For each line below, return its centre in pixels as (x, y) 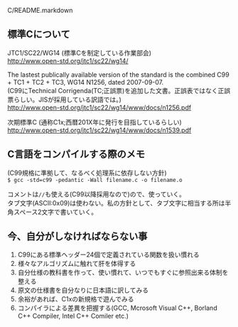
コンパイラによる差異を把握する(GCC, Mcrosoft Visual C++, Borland (118, 308)
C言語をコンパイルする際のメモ (76, 155)
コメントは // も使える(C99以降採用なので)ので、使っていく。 (97, 194)
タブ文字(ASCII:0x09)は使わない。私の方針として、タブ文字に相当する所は (116, 203)
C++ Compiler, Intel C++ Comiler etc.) (73, 316)
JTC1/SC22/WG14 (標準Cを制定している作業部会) (79, 53)
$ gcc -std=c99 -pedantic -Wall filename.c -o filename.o (95, 180)
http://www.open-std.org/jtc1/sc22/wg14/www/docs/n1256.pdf (99, 107)
